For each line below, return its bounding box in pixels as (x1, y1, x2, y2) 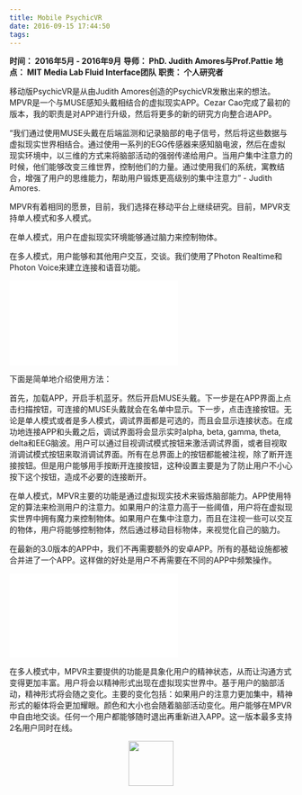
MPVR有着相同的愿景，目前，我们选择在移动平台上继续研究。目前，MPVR (9, 202, 283, 212)
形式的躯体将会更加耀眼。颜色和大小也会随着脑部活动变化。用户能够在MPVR (9, 700, 292, 711)
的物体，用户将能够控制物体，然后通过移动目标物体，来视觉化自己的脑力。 (9, 524, 285, 536)
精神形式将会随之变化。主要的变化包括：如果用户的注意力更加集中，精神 (24, 689, 293, 700)
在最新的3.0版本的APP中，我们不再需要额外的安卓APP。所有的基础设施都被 (9, 544, 289, 555)
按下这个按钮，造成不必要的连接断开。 (9, 472, 151, 483)
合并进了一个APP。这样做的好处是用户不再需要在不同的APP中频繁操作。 (9, 555, 277, 565)
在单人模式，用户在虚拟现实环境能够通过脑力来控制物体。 (9, 231, 222, 243)
